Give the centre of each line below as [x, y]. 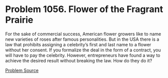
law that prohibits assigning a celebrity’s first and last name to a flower [78, 44]
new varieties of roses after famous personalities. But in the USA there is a [82, 39]
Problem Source [22, 70]
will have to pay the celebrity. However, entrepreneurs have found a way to [83, 55]
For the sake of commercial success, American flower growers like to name [83, 34]
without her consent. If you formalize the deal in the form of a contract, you [83, 50]
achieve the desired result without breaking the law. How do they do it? [79, 60]
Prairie [19, 20]
